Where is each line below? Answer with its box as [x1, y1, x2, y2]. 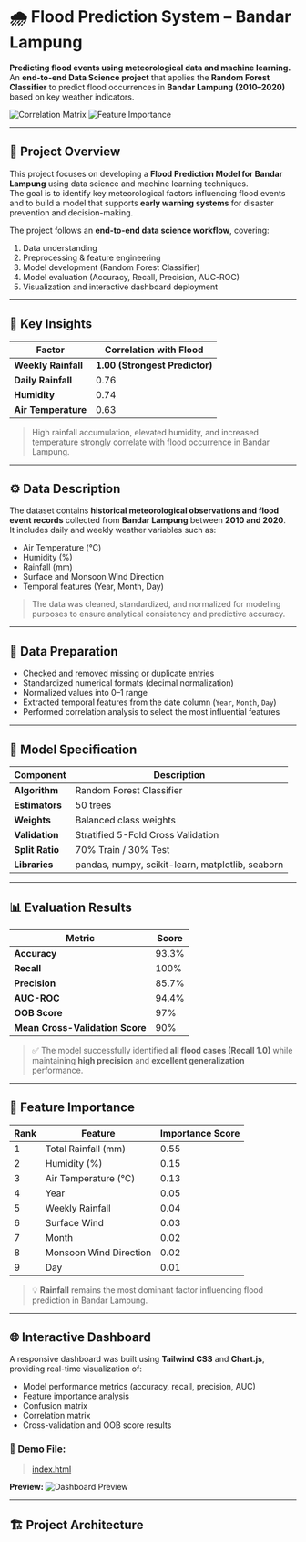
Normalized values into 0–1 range [22, 687, 148, 698]
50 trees [75, 799, 112, 812]
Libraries [14, 858, 54, 871]
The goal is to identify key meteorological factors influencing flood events [9, 187, 286, 198]
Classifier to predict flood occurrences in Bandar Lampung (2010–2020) [9, 81, 285, 92]
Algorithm [14, 784, 59, 796]
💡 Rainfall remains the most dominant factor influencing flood [31, 1284, 264, 1295]
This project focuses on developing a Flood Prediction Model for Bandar [9, 168, 283, 179]
